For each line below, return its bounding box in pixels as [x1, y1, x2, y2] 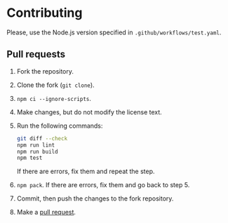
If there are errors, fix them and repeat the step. [16, 167, 155, 176]
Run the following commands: [16, 121, 103, 130]
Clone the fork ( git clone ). [16, 81, 95, 89]
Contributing [6, 5, 83, 21]
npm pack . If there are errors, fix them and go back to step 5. [16, 181, 190, 189]
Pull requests [6, 48, 66, 60]
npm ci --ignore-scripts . [16, 94, 92, 102]
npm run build [16, 148, 58, 155]
